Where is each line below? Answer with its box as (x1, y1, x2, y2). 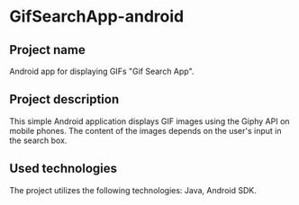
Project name (9, 42, 86, 58)
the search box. (9, 135, 68, 146)
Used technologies (9, 161, 118, 176)
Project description (9, 92, 120, 107)
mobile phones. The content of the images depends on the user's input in (9, 125, 282, 136)
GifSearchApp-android (9, 6, 185, 27)
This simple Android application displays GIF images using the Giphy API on (9, 115, 290, 127)
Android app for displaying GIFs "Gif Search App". (9, 66, 195, 76)
